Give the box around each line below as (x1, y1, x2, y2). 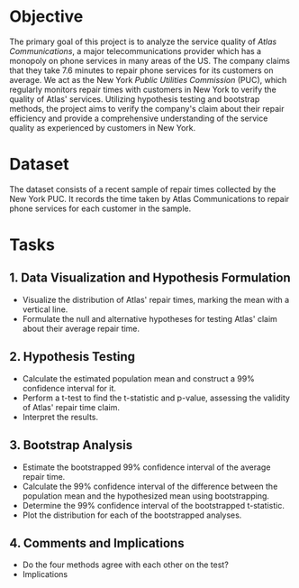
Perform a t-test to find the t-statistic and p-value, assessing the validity (22, 392, 291, 403)
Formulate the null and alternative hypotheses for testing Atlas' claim (22, 313, 277, 324)
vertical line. (22, 304, 68, 315)
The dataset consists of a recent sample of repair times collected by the (9, 183, 276, 195)
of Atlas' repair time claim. (22, 401, 120, 412)
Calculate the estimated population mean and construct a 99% (22, 372, 255, 384)
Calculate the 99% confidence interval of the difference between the (22, 481, 278, 492)
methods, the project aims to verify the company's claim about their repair (9, 103, 285, 114)
